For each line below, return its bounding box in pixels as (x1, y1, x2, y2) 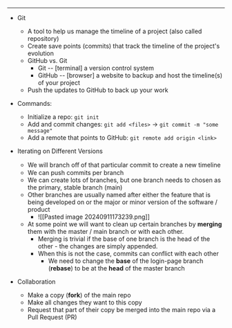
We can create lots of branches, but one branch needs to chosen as (27, 176, 221, 184)
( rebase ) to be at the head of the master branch (48, 264, 185, 272)
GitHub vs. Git (27, 57, 68, 64)
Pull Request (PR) (27, 313, 77, 321)
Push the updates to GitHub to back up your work (27, 86, 168, 94)
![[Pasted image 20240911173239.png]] (37, 212, 150, 221)
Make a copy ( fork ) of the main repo (27, 291, 131, 299)
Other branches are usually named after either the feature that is (27, 191, 211, 199)
